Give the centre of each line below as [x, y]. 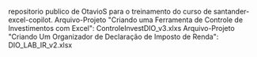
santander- [231, 11]
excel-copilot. [30, 20]
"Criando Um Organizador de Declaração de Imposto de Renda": [113, 36]
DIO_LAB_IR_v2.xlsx [40, 45]
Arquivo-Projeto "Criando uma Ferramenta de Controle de [149, 20]
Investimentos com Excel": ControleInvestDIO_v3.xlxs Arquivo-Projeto [121, 28]
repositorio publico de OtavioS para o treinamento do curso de [110, 11]
